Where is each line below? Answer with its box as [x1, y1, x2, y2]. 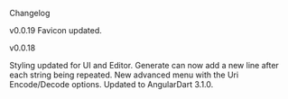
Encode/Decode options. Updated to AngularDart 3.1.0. [9, 79, 214, 89]
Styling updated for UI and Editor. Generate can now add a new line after [9, 60, 280, 70]
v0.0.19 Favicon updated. [9, 25, 102, 35]
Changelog [9, 8, 51, 18]
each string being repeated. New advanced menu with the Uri [9, 69, 239, 80]
